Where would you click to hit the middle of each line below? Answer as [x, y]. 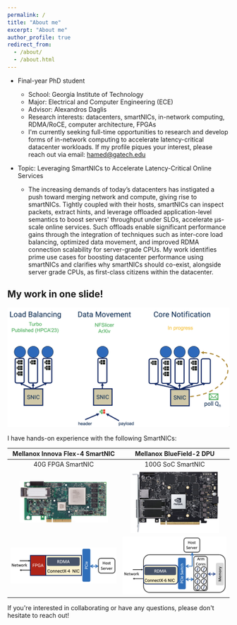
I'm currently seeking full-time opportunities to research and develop [128, 132]
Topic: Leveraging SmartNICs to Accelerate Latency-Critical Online [115, 168]
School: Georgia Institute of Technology [86, 94]
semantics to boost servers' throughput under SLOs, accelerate [120, 219]
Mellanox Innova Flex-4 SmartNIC [63, 454]
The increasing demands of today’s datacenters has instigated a [121, 189]
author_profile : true [39, 37]
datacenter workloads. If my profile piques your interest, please [120, 147]
